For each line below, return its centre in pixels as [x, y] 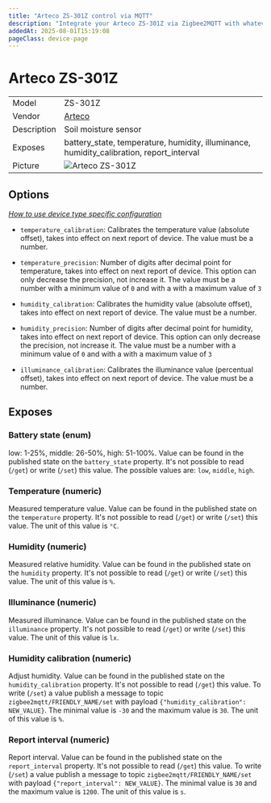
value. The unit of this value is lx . [64, 637]
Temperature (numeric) [55, 491]
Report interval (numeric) [59, 739]
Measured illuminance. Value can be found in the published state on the [127, 620]
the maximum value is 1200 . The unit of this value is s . [97, 792]
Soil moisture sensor [103, 129]
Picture [26, 166]
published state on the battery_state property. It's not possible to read [126, 461]
